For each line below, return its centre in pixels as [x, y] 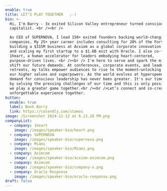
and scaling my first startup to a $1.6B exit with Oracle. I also [81, 51]
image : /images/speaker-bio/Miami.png [54, 149]
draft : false [19, 181]
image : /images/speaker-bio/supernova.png [59, 139]
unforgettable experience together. [47, 93]
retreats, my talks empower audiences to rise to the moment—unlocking [85, 70]
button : [13, 98]
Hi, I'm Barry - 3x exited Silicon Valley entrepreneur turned [76, 24]
